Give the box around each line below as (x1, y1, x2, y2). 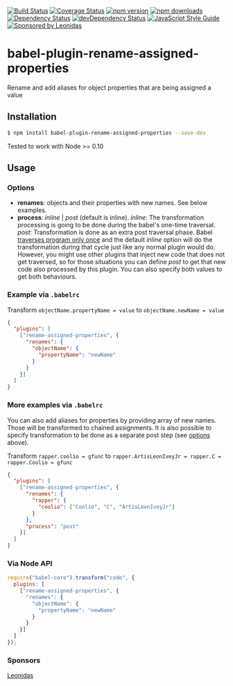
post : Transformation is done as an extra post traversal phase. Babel (17, 228, 213, 236)
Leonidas (7, 671, 33, 680)
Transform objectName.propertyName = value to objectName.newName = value (7, 306, 225, 314)
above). (7, 438, 29, 446)
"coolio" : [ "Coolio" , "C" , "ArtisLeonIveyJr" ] (37, 503, 175, 510)
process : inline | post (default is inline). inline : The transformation (17, 213, 205, 222)
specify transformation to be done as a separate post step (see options (7, 431, 210, 439)
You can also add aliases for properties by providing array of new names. (7, 416, 216, 424)
